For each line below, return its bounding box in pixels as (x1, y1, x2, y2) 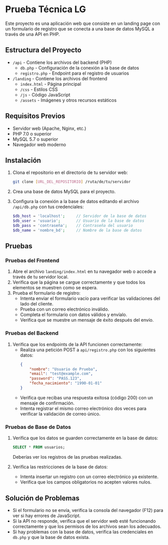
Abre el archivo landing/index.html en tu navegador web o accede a (12, 268, 156, 275)
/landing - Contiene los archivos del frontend (12, 75, 108, 82)
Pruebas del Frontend (5, 257, 60, 264)
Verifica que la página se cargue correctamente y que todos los (12, 279, 146, 285)
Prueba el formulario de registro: (12, 290, 81, 296)
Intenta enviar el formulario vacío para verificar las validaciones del (20, 295, 160, 301)
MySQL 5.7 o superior (12, 136, 58, 142)
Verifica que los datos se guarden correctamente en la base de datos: (12, 435, 158, 441)
